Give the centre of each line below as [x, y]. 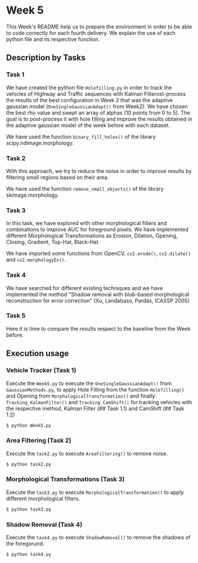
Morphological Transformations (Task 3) [66, 479]
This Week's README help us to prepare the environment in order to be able [99, 27]
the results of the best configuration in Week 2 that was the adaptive [90, 100]
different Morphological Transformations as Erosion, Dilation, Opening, [92, 236]
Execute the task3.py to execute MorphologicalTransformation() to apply [95, 492]
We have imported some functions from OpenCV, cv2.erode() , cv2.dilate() [98, 253]
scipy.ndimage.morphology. [40, 143]
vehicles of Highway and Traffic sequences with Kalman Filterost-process [96, 94]
